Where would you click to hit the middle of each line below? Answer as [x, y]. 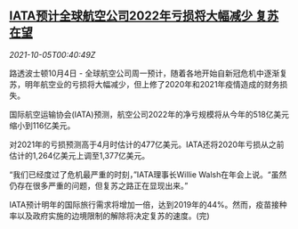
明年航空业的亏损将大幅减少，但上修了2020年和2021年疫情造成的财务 [152, 84]
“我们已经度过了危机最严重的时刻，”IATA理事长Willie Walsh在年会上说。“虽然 [148, 174]
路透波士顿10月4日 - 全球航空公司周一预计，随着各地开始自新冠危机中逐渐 [145, 73]
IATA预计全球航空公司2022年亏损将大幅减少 [131, 16]
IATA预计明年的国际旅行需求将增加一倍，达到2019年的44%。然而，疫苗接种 [148, 204]
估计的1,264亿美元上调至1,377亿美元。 [80, 155]
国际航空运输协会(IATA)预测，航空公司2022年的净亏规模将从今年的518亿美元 [149, 114]
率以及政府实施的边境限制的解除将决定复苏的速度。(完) [110, 216]
